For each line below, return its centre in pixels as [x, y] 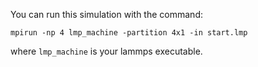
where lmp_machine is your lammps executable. [106, 51]
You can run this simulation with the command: [106, 14]
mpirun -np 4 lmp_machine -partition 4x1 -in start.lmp [129, 33]
